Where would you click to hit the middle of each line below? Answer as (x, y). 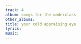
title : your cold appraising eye (41, 24)
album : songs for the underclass (41, 15)
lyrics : (13, 29)
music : (12, 33)
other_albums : (20, 19)
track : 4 (15, 10)
